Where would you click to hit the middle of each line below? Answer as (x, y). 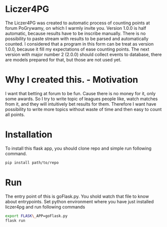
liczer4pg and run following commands (45, 207)
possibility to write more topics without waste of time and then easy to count (83, 109)
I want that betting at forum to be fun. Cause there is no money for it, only (80, 93)
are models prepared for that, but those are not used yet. (63, 59)
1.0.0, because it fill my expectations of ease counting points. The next (77, 49)
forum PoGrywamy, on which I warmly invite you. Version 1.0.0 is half (76, 28)
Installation (29, 135)
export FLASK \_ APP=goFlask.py (37, 216)
